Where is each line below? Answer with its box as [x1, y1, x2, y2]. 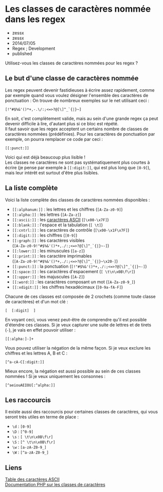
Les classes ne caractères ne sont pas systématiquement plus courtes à [5, 159, 150, 165]
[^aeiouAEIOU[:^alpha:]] [5, 383, 55, 388]
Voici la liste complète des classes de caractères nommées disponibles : [5, 197, 150, 203]
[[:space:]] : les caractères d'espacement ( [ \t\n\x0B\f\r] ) [12, 268, 135, 274]
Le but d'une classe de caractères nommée [5, 74, 139, 82]
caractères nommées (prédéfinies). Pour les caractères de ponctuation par [5, 131, 155, 137]
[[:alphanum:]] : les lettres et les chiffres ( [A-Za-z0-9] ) [12, 206, 123, 212]
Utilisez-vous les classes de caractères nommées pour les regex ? [5, 60, 138, 66]
